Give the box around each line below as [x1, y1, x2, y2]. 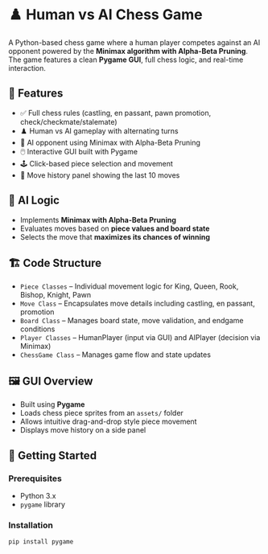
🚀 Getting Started [8, 449, 97, 462]
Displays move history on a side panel [19, 425, 146, 435]
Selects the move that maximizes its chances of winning [19, 232, 211, 241]
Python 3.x [19, 490, 56, 500]
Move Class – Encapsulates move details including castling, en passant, [19, 298, 255, 309]
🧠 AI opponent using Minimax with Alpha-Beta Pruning [19, 137, 201, 147]
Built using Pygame [19, 400, 85, 409]
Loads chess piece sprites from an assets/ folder [19, 408, 183, 418]
